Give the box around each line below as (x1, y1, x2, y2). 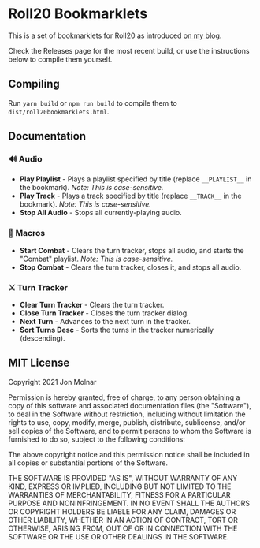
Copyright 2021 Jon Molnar (8, 377, 97, 386)
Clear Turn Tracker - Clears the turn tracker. (19, 300, 165, 310)
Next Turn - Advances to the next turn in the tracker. (19, 317, 191, 326)
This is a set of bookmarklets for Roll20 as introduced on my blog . (8, 31, 222, 40)
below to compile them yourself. (8, 54, 113, 64)
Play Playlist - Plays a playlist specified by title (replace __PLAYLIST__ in (19, 174, 252, 184)
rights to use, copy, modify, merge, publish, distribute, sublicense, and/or (8, 417, 246, 427)
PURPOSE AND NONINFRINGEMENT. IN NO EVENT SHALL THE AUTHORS (8, 498, 251, 508)
